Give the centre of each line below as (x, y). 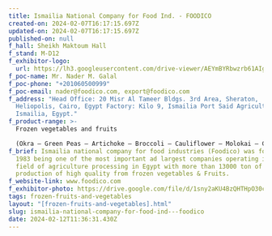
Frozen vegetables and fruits (66, 129)
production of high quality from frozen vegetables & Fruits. (123, 174)
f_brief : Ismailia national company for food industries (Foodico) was (132, 151)
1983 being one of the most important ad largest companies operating (137, 159)
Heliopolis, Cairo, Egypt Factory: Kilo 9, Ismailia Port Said (124, 106)
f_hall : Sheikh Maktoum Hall (57, 46)
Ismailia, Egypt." (47, 114)
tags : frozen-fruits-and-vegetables (70, 196)
